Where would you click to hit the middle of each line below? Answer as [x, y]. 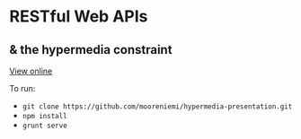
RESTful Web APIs [79, 17]
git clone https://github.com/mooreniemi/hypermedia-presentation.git [157, 107]
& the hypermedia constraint [91, 50]
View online [31, 71]
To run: [22, 88]
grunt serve [44, 126]
